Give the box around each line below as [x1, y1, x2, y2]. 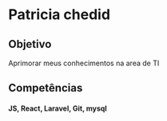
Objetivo [8, 37, 52, 51]
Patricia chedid [8, 6, 110, 24]
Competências [8, 81, 83, 95]
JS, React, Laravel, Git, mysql [8, 103, 108, 113]
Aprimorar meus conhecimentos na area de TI [8, 58, 160, 68]
